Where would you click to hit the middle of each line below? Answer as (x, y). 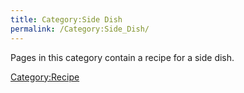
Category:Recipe (45, 77)
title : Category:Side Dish (66, 19)
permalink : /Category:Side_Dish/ (80, 29)
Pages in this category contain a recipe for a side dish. (122, 57)
